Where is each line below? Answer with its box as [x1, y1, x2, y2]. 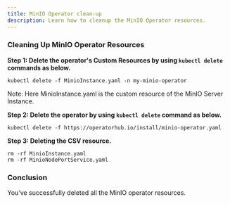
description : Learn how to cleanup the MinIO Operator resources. [7, 17, 206, 24]
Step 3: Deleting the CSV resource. [7, 136, 112, 145]
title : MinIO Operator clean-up [7, 10, 102, 18]
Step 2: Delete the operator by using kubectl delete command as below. [7, 110, 222, 119]
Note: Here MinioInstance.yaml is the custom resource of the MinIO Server [7, 89, 224, 98]
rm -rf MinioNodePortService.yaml [7, 156, 109, 163]
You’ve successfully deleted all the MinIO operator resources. [7, 189, 186, 197]
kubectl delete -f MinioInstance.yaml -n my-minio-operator [7, 77, 188, 84]
